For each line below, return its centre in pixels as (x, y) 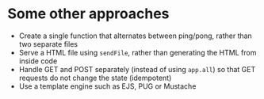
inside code (38, 61)
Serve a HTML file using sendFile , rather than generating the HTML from (138, 52)
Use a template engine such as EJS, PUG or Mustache (107, 86)
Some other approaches (88, 14)
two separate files (48, 44)
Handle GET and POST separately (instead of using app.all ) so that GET (137, 69)
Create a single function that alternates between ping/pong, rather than (136, 36)
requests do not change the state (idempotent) (95, 78)
